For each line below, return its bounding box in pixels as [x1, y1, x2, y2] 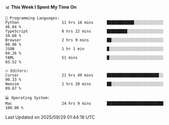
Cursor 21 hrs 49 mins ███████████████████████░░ [5, 73, 164, 78]
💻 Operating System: [5, 95, 50, 100]
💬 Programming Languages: [5, 16, 60, 21]
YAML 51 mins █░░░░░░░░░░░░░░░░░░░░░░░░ [5, 55, 164, 60]
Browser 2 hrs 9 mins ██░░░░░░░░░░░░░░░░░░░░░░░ [5, 38, 164, 43]
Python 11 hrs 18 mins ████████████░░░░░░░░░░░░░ [5, 20, 164, 25]
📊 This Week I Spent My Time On [5, 4, 77, 10]
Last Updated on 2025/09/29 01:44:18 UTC [5, 114, 95, 120]
